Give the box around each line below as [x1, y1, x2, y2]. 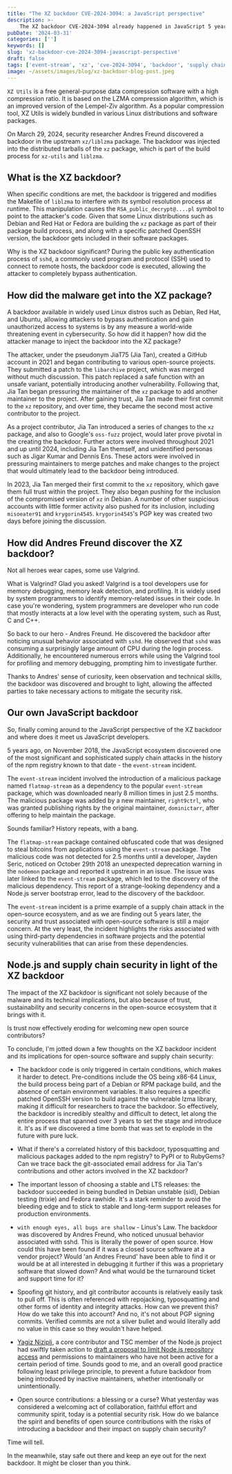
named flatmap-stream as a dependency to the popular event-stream [7, 782, 203, 790]
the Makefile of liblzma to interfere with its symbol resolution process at [7, 198, 213, 206]
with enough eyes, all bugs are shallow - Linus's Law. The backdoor [17, 1222, 218, 1231]
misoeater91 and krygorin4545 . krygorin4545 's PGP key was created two [7, 509, 213, 518]
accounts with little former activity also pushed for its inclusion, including [7, 502, 215, 511]
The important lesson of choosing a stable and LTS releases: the [17, 1180, 201, 1189]
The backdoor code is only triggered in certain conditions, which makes [17, 1065, 222, 1073]
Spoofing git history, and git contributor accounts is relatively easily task [17, 1287, 223, 1296]
